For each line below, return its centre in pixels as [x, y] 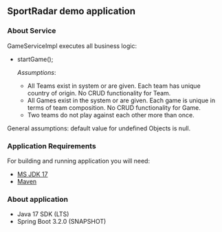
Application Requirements [52, 146]
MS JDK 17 [32, 174]
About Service [32, 31]
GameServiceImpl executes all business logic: [72, 46]
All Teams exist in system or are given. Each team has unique [114, 86]
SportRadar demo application [71, 11]
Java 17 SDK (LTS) [43, 214]
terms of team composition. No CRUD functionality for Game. [114, 107]
